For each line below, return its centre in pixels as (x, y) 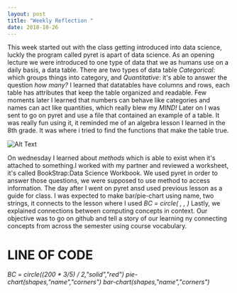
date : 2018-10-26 (33, 27)
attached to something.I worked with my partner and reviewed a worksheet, (118, 166)
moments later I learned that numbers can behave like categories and (109, 100)
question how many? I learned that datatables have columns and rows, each (119, 85)
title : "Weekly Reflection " (50, 21)
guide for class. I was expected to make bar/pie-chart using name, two (111, 196)
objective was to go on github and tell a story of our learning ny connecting (117, 218)
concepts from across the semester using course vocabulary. (97, 226)
